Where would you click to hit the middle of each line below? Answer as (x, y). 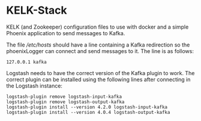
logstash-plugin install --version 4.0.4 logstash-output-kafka (88, 112)
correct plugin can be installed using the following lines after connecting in (98, 79)
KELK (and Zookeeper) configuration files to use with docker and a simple (97, 27)
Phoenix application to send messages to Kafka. (66, 33)
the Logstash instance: (34, 86)
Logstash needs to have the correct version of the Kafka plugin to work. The (100, 73)
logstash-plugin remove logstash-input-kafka (64, 97)
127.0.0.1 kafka (26, 62)
